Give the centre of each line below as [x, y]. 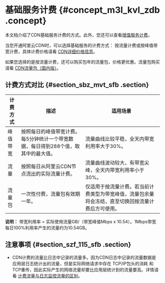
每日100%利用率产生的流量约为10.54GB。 [47, 228]
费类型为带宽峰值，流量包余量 [120, 194]
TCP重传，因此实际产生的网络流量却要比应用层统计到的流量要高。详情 [83, 269]
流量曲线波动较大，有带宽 [115, 163]
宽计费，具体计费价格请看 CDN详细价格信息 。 [51, 51]
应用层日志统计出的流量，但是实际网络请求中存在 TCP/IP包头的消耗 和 [83, 263]
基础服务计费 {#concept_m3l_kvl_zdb [82, 10]
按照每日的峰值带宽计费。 [50, 131]
